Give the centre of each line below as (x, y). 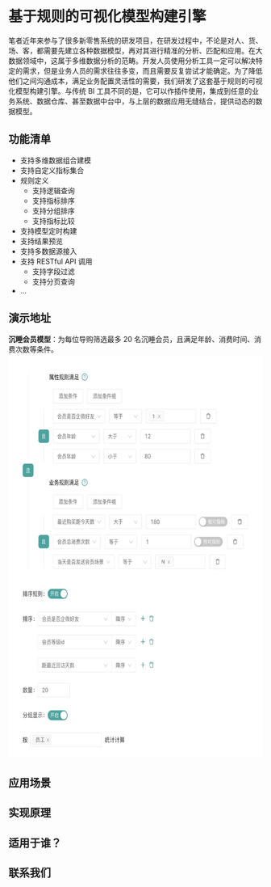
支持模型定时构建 (48, 230)
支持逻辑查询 (53, 190)
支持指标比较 (53, 221)
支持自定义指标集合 (52, 170)
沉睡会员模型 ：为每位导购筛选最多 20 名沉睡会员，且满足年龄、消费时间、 (131, 339)
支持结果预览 (41, 241)
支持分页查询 (53, 281)
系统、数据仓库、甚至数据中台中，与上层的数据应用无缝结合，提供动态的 (135, 101)
